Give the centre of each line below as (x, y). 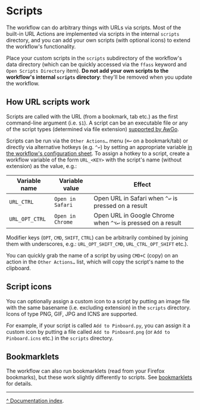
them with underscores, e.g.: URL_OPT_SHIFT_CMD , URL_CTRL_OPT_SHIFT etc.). (97, 244)
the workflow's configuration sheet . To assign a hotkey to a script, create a (98, 153)
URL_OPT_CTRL (28, 219)
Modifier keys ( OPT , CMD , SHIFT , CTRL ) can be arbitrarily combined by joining (97, 237)
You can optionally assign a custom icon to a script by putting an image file (98, 301)
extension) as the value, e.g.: (42, 166)
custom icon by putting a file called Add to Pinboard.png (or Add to (88, 331)
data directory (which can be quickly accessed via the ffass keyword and (96, 64)
